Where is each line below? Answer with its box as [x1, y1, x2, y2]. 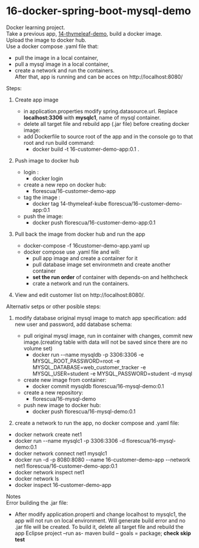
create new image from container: [23, 376, 107, 384]
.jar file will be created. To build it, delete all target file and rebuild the [14, 523, 184, 530]
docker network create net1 [14, 430, 82, 438]
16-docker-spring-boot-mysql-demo [6, 4, 191, 18]
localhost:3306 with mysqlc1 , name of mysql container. [23, 114, 161, 121]
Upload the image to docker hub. [6, 36, 87, 43]
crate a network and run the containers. [32, 280, 129, 287]
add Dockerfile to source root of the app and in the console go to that [23, 132, 193, 140]
